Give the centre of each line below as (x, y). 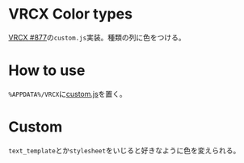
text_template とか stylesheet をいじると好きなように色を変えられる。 (124, 150)
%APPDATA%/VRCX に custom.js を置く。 (67, 94)
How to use (47, 71)
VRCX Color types (71, 14)
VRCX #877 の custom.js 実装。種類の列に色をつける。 (97, 37)
